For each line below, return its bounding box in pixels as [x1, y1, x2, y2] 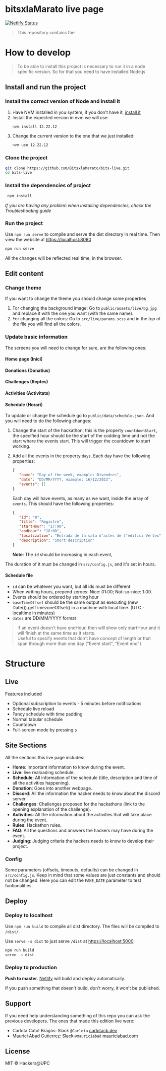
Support [5, 1000, 31, 1008]
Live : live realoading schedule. [12, 769, 75, 775]
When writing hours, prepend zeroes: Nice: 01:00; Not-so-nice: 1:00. [12, 588, 153, 594]
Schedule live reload [12, 706, 55, 712]
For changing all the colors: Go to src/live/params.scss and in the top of [12, 316, 161, 322]
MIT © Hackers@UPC [5, 1060, 50, 1066]
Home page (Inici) [5, 356, 43, 362]
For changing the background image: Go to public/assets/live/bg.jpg [12, 305, 157, 311]
